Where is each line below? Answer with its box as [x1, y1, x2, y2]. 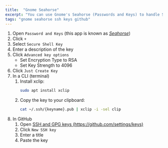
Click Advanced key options [12, 52, 69, 58]
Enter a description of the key [12, 46, 73, 53]
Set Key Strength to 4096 [19, 62, 72, 68]
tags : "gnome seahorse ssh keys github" [5, 17, 91, 22]
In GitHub [12, 116, 32, 122]
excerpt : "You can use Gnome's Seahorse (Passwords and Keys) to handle [5, 12, 160, 17]
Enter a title [19, 132, 43, 138]
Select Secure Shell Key [12, 41, 63, 47]
